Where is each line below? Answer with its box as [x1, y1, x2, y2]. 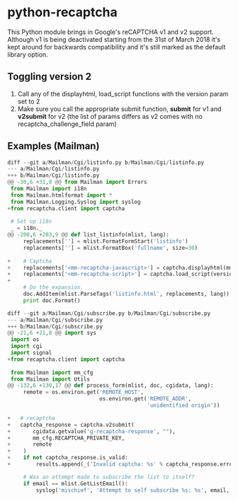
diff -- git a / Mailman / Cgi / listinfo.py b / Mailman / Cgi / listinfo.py [7, 159, 204, 166]
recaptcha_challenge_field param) [17, 120, 117, 128]
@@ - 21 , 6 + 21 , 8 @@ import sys [7, 330, 97, 337]
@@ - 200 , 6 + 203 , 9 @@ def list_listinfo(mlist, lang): [7, 231, 170, 238]
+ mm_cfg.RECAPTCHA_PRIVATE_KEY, [7, 434, 125, 442]
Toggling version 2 [7, 71, 92, 83]
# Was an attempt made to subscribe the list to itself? [23, 473, 195, 480]
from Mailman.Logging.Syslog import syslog [10, 198, 141, 205]
